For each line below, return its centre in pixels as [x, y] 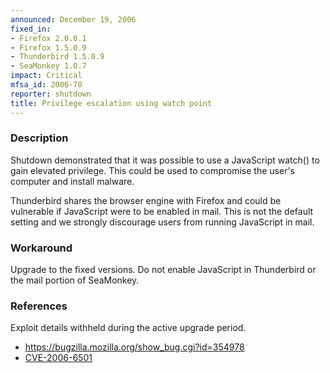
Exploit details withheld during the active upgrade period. [128, 328]
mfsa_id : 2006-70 [46, 85]
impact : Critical [46, 76]
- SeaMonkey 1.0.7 [48, 66]
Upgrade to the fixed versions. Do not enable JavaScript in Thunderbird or [163, 270]
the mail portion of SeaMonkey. [75, 280]
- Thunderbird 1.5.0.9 [57, 57]
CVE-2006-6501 [58, 358]
